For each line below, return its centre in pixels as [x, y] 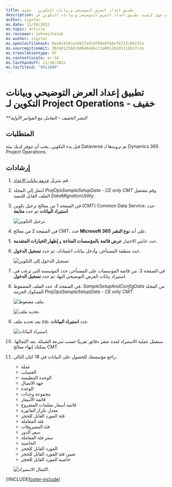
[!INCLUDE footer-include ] [33, 479]
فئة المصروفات [35, 426]
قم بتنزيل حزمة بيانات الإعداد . [41, 180]
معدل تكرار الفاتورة [39, 410]
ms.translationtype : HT [31, 53]
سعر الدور [31, 432]
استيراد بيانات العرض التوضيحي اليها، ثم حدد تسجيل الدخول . [70, 276]
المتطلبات [20, 134]
